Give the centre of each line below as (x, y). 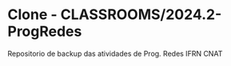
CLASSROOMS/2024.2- (141, 15)
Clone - (32, 15)
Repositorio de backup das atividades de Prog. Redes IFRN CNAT (115, 53)
